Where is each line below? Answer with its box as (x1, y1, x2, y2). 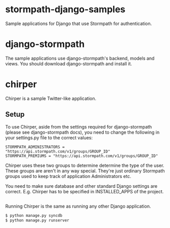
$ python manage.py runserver (5, 218, 70, 223)
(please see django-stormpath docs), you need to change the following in (5, 129, 160, 135)
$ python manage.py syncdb (5, 213, 63, 218)
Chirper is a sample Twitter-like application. (5, 95, 97, 102)
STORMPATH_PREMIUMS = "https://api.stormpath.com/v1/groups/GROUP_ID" (5, 153, 158, 159)
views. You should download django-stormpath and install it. (5, 60, 132, 67)
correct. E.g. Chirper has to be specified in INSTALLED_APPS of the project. (5, 188, 164, 194)
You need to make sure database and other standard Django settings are (5, 183, 158, 189)
